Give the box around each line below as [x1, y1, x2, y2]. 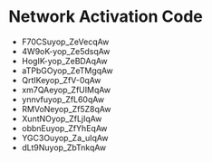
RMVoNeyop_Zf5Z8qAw [21, 103, 111, 114]
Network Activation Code [8, 6, 203, 27]
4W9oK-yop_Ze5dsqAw [21, 45, 111, 56]
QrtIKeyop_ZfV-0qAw [21, 74, 101, 85]
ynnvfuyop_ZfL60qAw [21, 93, 105, 105]
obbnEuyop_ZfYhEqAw [21, 122, 108, 133]
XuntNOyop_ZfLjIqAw [21, 113, 102, 124]
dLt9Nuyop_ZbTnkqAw [21, 142, 106, 153]
